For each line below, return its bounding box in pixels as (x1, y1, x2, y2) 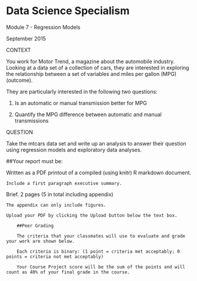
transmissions (14, 117, 49, 124)
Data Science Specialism (6, 4, 130, 18)
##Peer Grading (16, 223, 54, 229)
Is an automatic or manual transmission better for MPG (14, 99, 147, 107)
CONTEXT (6, 46, 31, 54)
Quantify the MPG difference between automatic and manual (14, 111, 162, 118)
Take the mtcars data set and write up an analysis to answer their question (6, 140, 186, 147)
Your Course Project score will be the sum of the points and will (16, 264, 185, 270)
